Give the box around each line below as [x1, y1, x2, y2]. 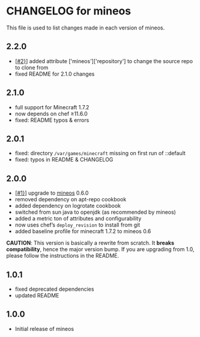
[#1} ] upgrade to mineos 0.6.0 [14, 189, 89, 196]
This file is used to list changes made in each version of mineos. [6, 24, 165, 31]
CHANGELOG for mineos [6, 4, 132, 18]
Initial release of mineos [14, 325, 74, 332]
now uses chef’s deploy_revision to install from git [14, 221, 141, 229]
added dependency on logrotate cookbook [14, 202, 121, 210]
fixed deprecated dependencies [14, 285, 94, 293]
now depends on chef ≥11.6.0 [14, 110, 88, 117]
